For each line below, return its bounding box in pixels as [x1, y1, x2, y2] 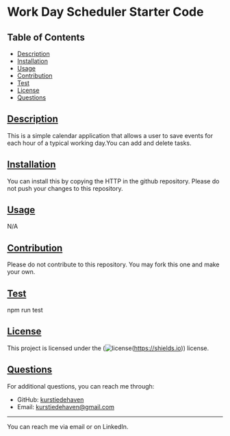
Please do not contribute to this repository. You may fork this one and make [7, 260, 220, 268]
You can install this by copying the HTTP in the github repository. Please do [7, 176, 220, 185]
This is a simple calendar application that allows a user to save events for [7, 131, 214, 139]
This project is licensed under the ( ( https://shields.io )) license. [7, 344, 209, 352]
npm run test [7, 306, 43, 314]
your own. [7, 268, 36, 276]
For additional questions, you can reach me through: [7, 382, 155, 390]
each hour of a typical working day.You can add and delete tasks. [7, 139, 192, 147]
